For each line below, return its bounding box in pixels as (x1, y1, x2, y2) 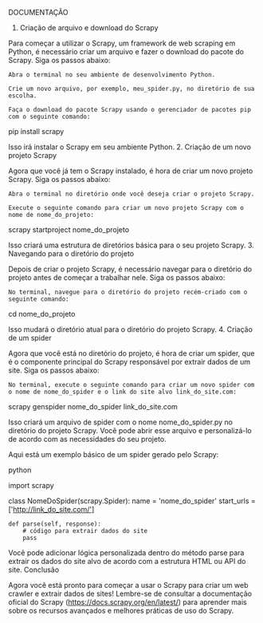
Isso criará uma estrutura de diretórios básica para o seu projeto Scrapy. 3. (8, 240, 255, 250)
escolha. (8, 92, 37, 100)
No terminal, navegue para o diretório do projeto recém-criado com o (8, 288, 248, 296)
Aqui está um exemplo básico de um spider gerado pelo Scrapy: (8, 450, 219, 459)
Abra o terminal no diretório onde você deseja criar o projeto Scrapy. (8, 190, 255, 198)
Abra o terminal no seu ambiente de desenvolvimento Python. (8, 71, 216, 79)
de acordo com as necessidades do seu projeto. (8, 435, 167, 444)
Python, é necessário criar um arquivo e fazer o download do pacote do (8, 47, 245, 56)
